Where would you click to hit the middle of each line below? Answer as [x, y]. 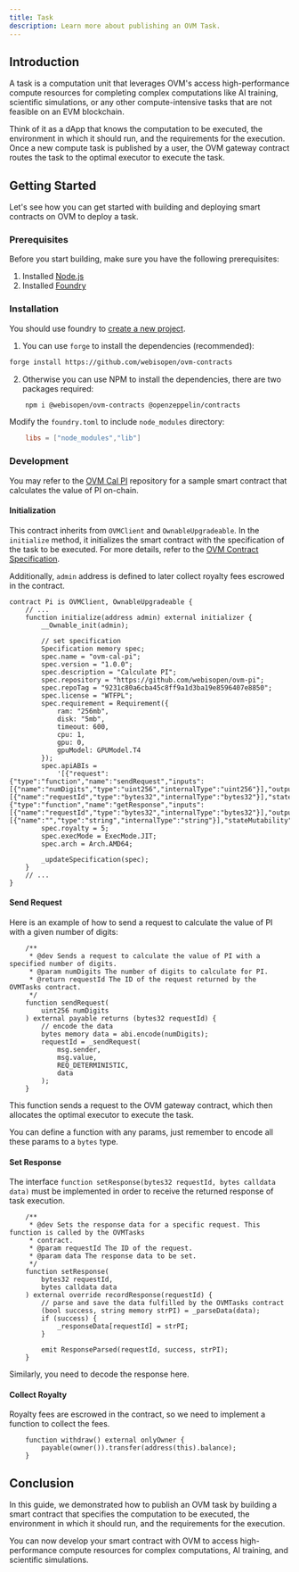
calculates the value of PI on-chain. [74, 490]
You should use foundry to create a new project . [97, 328]
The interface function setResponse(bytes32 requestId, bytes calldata [142, 1182]
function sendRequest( [67, 1003]
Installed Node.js [53, 277]
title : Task [31, 17]
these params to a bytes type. [64, 1142]
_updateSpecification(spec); [95, 859]
